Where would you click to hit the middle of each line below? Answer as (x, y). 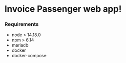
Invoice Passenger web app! (63, 9)
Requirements (22, 24)
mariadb (20, 45)
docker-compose (29, 56)
